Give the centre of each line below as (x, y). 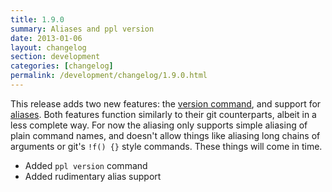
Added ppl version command (86, 165)
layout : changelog (48, 47)
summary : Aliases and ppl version (82, 29)
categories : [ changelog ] (62, 66)
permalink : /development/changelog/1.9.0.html (109, 76)
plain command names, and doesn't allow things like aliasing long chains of (165, 135)
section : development (55, 57)
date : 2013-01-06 (46, 38)
